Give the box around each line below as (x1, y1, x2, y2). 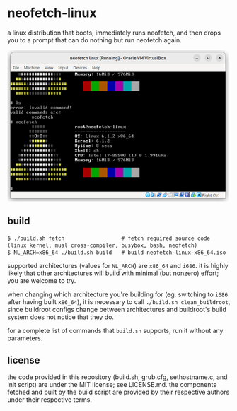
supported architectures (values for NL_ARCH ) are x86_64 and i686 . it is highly (7, 261, 229, 270)
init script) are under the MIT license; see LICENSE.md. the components (7, 381, 217, 389)
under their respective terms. (7, 395, 92, 404)
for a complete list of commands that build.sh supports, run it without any (7, 326, 224, 335)
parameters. (7, 334, 43, 342)
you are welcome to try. (7, 276, 76, 284)
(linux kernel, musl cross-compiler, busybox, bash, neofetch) (7, 242, 198, 249)
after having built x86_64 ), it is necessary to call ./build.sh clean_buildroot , (7, 297, 231, 306)
